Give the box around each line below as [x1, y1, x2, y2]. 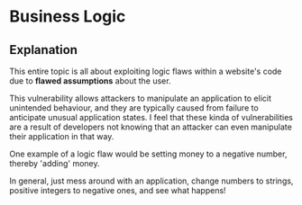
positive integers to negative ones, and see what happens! [9, 185, 227, 195]
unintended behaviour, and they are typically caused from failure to [9, 102, 259, 113]
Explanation [9, 42, 78, 58]
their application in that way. [9, 131, 114, 141]
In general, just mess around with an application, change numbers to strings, [9, 175, 294, 186]
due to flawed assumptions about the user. [9, 76, 171, 86]
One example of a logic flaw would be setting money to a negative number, [9, 148, 288, 159]
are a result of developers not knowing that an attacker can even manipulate [9, 121, 293, 132]
